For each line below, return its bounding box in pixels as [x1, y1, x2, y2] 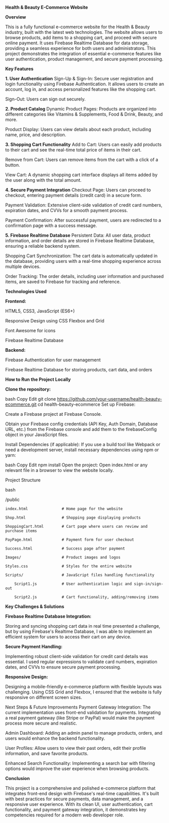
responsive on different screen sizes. [5, 694, 82, 700]
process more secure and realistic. [5, 720, 77, 726]
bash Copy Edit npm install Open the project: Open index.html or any [5, 462, 148, 468]
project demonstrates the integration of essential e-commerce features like [5, 50, 161, 57]
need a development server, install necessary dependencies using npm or [5, 447, 159, 453]
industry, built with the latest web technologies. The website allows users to [5, 29, 163, 35]
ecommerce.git [5, 401, 37, 407]
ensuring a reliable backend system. [5, 243, 81, 249]
